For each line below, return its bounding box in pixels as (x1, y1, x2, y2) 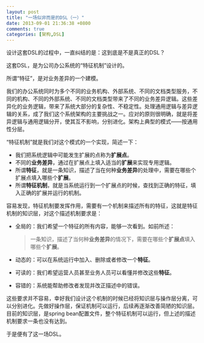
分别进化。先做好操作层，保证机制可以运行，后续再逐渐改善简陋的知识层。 (11, 302, 198, 310)
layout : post (6, 8, 39, 15)
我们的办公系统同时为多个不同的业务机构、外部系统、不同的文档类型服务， (6, 87, 192, 95)
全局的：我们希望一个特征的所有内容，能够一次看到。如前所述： (15, 223, 175, 230)
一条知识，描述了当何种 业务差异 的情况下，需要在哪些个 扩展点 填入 (30, 236, 195, 243)
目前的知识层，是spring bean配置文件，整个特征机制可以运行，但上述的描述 (6, 310, 196, 318)
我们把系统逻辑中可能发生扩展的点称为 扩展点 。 (15, 151, 132, 158)
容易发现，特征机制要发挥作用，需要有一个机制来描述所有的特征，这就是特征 (6, 202, 198, 209)
